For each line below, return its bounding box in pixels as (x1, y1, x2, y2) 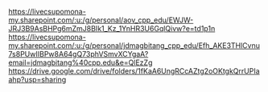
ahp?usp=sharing (8, 75, 67, 84)
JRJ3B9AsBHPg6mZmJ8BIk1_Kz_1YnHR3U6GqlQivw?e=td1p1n (8, 24, 216, 33)
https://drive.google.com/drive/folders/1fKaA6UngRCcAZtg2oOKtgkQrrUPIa (8, 66, 260, 75)
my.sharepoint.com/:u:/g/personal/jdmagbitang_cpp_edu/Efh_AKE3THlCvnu (8, 41, 260, 50)
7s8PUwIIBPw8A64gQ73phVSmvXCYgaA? (8, 50, 149, 58)
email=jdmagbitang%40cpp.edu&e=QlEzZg (8, 58, 153, 67)
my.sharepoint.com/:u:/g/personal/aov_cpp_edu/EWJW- (8, 15, 194, 25)
